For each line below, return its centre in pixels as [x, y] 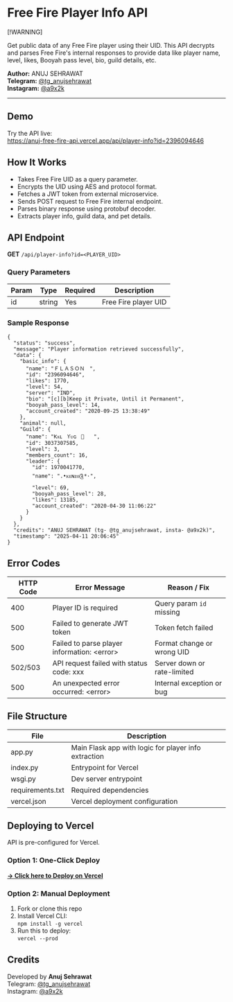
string [49, 301]
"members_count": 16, [57, 455]
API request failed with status [100, 663]
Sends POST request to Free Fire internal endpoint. [90, 201]
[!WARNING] [25, 32]
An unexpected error [86, 683]
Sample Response [38, 322]
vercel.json [28, 801]
